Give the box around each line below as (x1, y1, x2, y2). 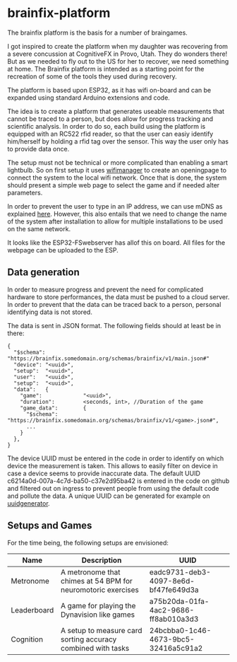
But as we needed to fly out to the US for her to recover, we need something (7, 57, 229, 65)
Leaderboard (11, 605, 54, 615)
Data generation (7, 267, 80, 279)
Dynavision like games (61, 610, 135, 620)
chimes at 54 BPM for (61, 576, 133, 586)
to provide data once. (7, 144, 70, 153)
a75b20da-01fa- (149, 596, 209, 606)
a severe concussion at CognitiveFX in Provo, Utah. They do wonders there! (7, 50, 228, 58)
